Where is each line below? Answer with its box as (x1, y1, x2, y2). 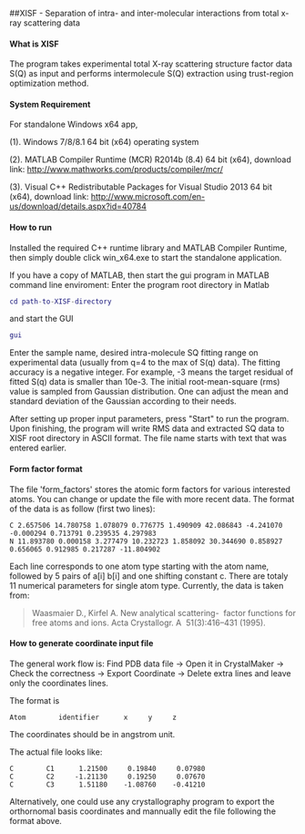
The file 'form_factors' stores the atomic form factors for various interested (9, 483, 291, 495)
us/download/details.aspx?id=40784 (9, 201, 147, 212)
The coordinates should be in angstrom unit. (9, 728, 176, 739)
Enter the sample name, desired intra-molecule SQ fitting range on (9, 347, 259, 358)
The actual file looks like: (9, 746, 103, 757)
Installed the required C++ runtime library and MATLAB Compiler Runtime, (9, 242, 288, 253)
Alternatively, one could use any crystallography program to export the (9, 796, 275, 807)
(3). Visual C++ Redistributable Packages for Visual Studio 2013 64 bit (9, 181, 273, 192)
